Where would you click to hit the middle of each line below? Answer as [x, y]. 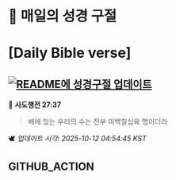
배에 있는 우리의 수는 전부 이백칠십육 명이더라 [98, 122]
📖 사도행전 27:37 [35, 105]
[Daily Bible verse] [70, 53]
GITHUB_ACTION [52, 166]
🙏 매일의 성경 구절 [63, 16]
